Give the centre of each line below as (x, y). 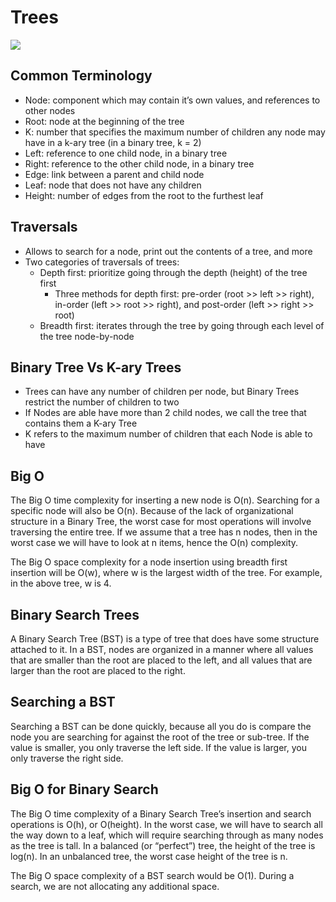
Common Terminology (81, 76)
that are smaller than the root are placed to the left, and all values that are (161, 660)
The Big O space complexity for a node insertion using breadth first (149, 562)
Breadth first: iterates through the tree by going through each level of (182, 325)
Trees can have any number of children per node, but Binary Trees (162, 392)
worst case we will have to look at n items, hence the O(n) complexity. (154, 543)
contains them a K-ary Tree (81, 423)
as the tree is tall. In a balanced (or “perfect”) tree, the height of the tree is (163, 845)
